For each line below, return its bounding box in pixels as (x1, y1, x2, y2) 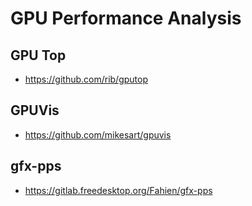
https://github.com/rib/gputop (24, 73, 149, 85)
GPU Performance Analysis (10, 7, 242, 30)
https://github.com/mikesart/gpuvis (24, 128, 172, 141)
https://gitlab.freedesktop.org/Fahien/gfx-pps (24, 184, 213, 196)
